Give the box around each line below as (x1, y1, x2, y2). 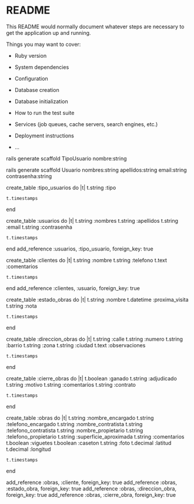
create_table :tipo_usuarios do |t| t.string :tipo (6, 184, 116, 191)
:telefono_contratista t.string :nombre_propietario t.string (6, 427, 143, 434)
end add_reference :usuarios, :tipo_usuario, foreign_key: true (6, 245, 154, 252)
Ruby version (14, 52, 47, 59)
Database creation (14, 86, 60, 93)
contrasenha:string (6, 172, 52, 180)
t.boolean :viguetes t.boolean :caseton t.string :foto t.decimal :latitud (6, 439, 172, 446)
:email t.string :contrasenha (6, 223, 72, 230)
